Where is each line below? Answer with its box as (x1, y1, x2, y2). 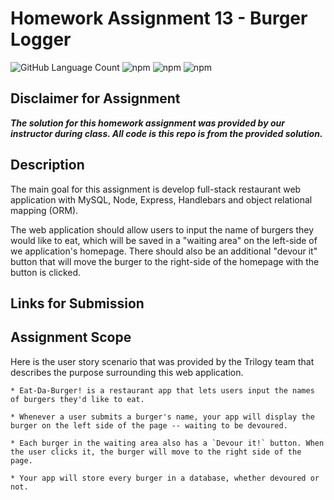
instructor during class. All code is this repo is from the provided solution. (10, 127, 323, 139)
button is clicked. (10, 266, 82, 278)
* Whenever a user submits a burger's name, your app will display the (10, 412, 315, 422)
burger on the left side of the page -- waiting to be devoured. (10, 420, 288, 431)
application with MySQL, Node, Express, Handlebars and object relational (10, 193, 313, 206)
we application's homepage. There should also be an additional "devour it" (10, 245, 318, 257)
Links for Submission (10, 295, 145, 312)
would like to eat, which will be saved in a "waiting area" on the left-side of (10, 234, 318, 246)
